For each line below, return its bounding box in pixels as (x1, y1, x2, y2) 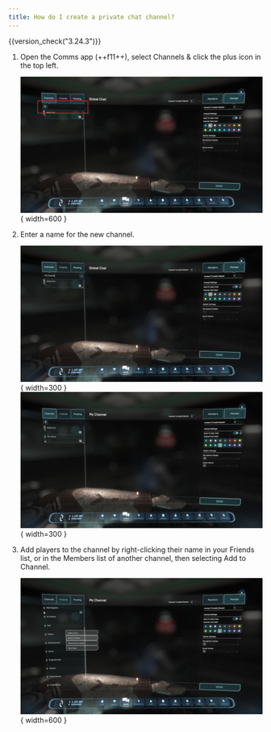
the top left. (19, 61, 59, 70)
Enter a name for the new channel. (19, 229, 135, 239)
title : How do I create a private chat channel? (8, 13, 175, 21)
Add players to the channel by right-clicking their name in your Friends (19, 545, 255, 554)
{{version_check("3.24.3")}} (8, 36, 102, 46)
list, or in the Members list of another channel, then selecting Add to (19, 553, 246, 563)
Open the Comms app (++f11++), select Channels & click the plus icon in (19, 52, 261, 61)
